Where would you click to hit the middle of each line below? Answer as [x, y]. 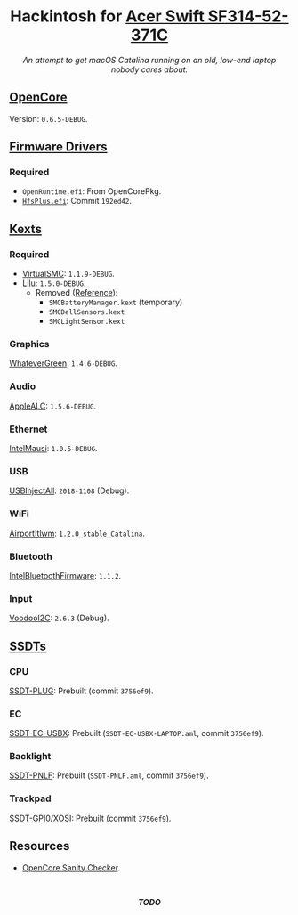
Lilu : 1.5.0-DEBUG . [54, 283]
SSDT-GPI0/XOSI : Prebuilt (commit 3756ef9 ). [90, 818]
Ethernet [28, 429]
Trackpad [30, 798]
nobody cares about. [149, 69]
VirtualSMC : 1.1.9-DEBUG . [68, 274]
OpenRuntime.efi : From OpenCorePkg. [92, 191]
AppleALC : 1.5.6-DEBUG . [53, 406]
